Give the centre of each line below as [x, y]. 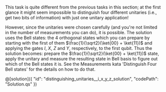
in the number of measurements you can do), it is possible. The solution [79, 32]
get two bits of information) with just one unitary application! [67, 18]
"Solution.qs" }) [21, 84]
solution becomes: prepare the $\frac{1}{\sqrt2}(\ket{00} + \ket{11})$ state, [82, 53]
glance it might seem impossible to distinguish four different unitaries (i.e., [81, 12]
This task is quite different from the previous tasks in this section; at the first [83, 7]
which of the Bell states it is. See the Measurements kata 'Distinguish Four [81, 64]
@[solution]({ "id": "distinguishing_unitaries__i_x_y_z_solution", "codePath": [82, 79]
